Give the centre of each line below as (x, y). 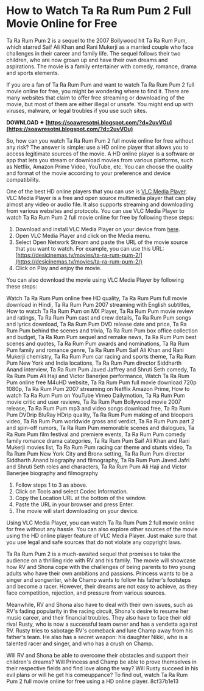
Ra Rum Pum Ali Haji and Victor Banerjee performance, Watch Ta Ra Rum (98, 376)
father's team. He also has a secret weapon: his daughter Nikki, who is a (97, 637)
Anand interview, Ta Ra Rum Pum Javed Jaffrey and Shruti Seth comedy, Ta (101, 369)
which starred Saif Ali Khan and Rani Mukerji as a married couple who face (100, 47)
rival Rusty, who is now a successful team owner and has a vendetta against (102, 624)
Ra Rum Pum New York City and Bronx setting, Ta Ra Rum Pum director (96, 453)
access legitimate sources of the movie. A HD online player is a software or (100, 154)
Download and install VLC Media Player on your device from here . (98, 229)
